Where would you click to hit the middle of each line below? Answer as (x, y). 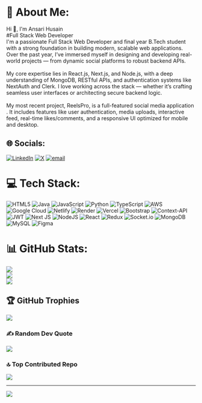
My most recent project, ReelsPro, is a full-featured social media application (100, 105)
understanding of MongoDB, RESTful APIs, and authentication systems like (99, 80)
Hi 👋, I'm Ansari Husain (35, 29)
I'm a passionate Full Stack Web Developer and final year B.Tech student (96, 41)
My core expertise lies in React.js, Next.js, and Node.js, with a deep (90, 73)
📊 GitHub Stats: (47, 248)
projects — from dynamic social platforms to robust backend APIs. (104, 61)
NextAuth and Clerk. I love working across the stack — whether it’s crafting (99, 86)
